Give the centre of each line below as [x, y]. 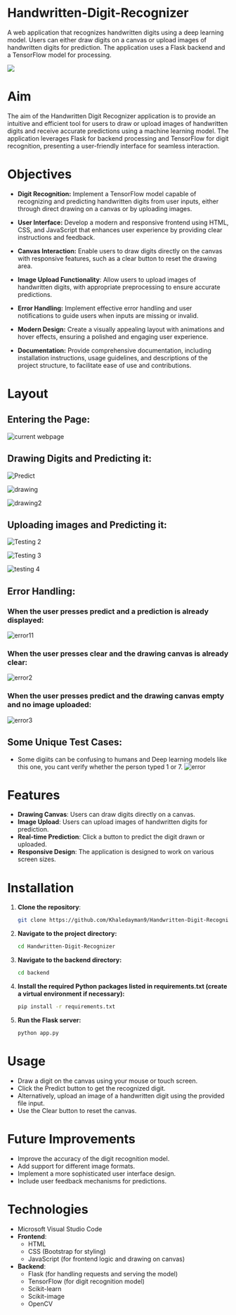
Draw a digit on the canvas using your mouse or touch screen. [107, 1081]
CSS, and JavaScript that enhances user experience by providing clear [120, 229]
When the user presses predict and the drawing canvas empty [116, 696]
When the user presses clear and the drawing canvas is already [118, 654]
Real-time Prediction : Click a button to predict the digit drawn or [111, 837]
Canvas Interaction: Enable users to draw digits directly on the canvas [120, 250]
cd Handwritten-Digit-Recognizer [66, 947]
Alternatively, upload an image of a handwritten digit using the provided [121, 1095]
